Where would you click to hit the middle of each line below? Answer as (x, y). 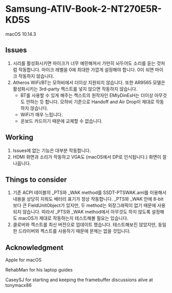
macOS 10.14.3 (21, 34)
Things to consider (36, 179)
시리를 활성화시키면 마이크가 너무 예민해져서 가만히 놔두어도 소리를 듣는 (84, 63)
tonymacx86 (18, 285)
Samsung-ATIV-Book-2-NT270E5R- (83, 9)
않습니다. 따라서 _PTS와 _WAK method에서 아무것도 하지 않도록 (86, 212)
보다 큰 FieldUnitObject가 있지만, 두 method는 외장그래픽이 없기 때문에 (84, 205)
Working (19, 137)
